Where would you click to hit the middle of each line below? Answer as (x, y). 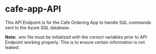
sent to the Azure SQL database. (38, 27)
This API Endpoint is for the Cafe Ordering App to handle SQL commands (78, 22)
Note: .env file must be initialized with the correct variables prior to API (76, 37)
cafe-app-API (33, 9)
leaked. (12, 47)
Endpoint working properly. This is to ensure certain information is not (75, 42)
